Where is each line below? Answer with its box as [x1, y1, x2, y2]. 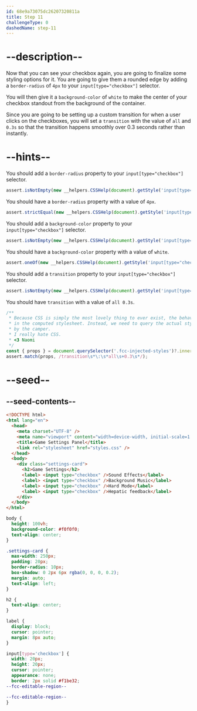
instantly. [6, 130, 28, 137]
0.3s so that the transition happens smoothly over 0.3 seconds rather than [6, 124, 185, 131]
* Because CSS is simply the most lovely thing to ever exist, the [8, 315, 177, 321]
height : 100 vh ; [11, 521, 49, 527]
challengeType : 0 [6, 19, 49, 25]
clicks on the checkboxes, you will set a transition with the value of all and [6, 117, 191, 124]
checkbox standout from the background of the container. [6, 100, 146, 107]
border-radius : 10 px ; [11, 564, 64, 570]
